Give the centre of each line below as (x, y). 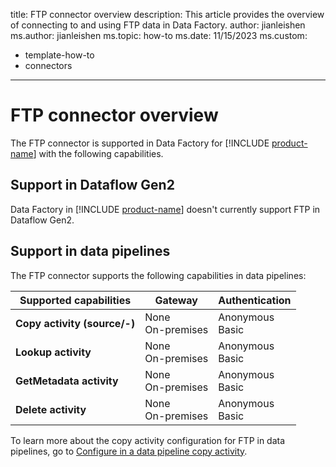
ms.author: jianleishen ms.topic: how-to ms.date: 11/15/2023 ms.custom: (159, 35)
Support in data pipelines (90, 251)
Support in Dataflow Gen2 (92, 185)
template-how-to (59, 55)
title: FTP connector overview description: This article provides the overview (167, 14)
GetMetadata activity (67, 381)
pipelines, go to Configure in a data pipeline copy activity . (129, 451)
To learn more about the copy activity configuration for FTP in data (148, 440)
